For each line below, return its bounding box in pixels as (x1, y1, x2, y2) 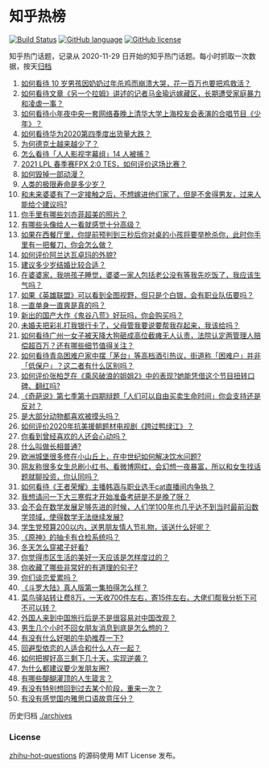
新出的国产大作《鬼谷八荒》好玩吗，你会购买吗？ (20, 310, 184, 319)
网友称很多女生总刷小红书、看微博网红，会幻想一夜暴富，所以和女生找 (20, 461, 255, 471)
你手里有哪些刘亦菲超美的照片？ (20, 209, 127, 219)
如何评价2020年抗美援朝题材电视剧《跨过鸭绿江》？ (20, 421, 194, 431)
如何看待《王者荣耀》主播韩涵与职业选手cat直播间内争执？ (20, 482, 216, 491)
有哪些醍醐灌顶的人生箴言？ (20, 673, 114, 682)
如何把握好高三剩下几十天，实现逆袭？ (20, 653, 148, 662)
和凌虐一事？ (20, 98, 64, 108)
